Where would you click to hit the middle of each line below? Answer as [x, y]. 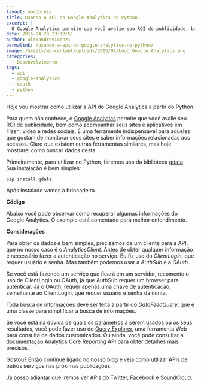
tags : [13, 67]
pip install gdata [29, 179]
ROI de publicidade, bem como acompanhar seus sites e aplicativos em [94, 125]
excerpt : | [20, 23]
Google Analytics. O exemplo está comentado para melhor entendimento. [97, 220]
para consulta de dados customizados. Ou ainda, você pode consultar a [95, 335]
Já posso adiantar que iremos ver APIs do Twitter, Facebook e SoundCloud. [99, 377]
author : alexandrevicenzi [38, 40]
